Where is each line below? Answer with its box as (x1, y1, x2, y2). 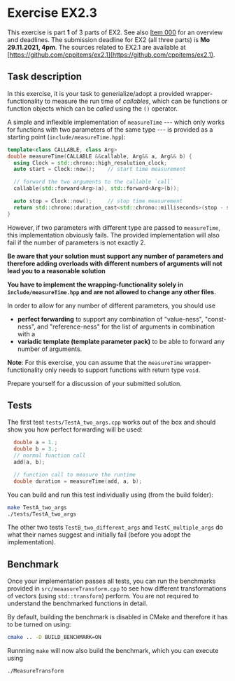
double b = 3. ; (13, 446, 58, 453)
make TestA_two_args (7, 504, 68, 511)
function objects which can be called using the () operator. (7, 104, 178, 113)
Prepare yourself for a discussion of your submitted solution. (7, 379, 182, 387)
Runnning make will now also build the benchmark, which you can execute (7, 647, 219, 655)
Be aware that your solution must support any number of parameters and (7, 252, 224, 260)
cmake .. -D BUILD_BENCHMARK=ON (7, 634, 101, 641)
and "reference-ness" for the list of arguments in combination (37, 322, 215, 331)
